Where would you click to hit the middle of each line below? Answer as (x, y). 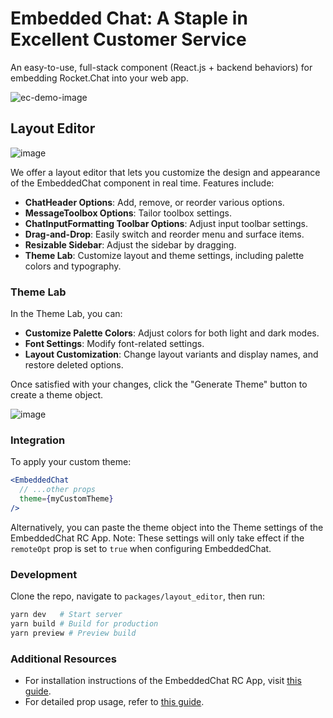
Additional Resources (63, 659)
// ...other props (58, 490)
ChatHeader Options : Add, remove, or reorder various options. (154, 202)
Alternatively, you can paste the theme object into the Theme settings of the (167, 527)
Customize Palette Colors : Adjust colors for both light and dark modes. (172, 333)
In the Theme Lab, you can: (66, 314)
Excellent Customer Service (128, 39)
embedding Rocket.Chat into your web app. (99, 78)
